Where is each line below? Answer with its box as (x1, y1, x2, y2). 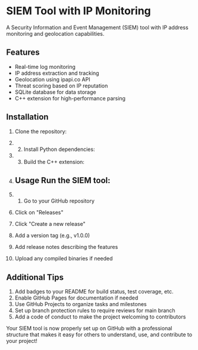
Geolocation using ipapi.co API (14, 75, 90, 83)
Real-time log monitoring (14, 63, 76, 70)
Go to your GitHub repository (23, 197, 95, 204)
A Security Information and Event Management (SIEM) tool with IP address (6, 24, 188, 31)
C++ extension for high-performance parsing (14, 94, 126, 102)
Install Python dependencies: (23, 146, 95, 153)
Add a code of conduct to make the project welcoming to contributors (14, 313, 186, 320)
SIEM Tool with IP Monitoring (6, 4, 152, 18)
